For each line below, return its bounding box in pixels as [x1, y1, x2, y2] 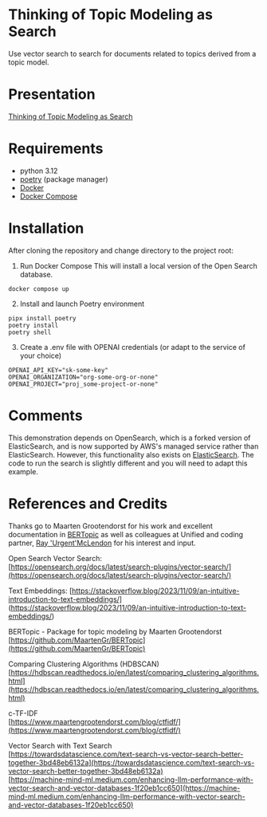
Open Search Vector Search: [8, 553, 102, 563]
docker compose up [8, 285, 69, 293]
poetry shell [8, 328, 52, 336]
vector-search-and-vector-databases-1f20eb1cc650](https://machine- [8, 783, 241, 792]
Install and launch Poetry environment [19, 299, 145, 308]
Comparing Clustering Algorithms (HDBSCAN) [8, 659, 159, 669]
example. [8, 466, 38, 476]
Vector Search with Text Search [8, 740, 112, 750]
